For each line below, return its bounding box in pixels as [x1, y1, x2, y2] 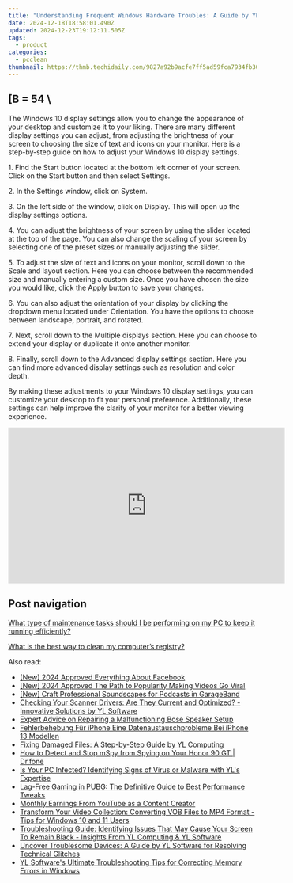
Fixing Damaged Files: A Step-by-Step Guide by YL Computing [19, 740, 224, 749]
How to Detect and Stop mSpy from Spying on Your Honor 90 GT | [19, 748, 235, 758]
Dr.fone [19, 757, 44, 767]
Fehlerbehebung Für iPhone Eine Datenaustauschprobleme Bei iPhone [19, 723, 249, 733]
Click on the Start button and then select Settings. [8, 171, 171, 181]
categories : [8, 48, 47, 56]
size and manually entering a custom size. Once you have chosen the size [8, 274, 249, 284]
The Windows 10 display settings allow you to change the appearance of [8, 113, 245, 123]
